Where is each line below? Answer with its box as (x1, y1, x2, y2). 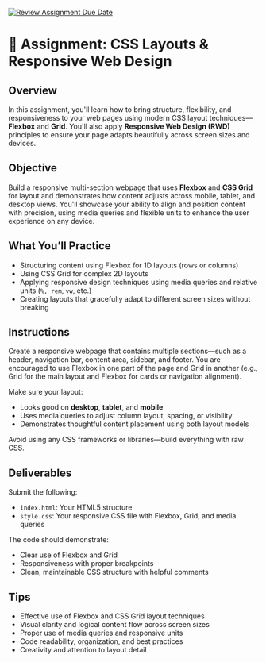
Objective (8, 161, 58, 175)
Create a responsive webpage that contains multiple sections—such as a (8, 346, 247, 356)
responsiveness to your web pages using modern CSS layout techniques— (8, 114, 253, 122)
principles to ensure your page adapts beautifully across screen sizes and (8, 130, 250, 139)
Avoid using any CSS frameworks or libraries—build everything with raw (8, 435, 244, 445)
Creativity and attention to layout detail (19, 645, 147, 655)
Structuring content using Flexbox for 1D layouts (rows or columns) (19, 260, 239, 270)
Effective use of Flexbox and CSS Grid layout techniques (19, 611, 205, 621)
